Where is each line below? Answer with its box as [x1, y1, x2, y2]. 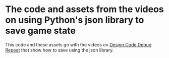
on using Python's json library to [5, 14, 144, 26]
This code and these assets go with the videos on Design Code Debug [5, 41, 152, 47]
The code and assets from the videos [5, 4, 164, 15]
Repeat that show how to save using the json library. [5, 47, 114, 53]
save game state [5, 25, 76, 36]
